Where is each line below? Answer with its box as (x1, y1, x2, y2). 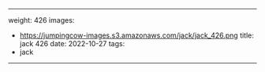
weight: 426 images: (8, 16, 75, 24)
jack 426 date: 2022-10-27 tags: (19, 39, 125, 48)
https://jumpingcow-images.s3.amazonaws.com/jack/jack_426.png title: (19, 31, 255, 40)
